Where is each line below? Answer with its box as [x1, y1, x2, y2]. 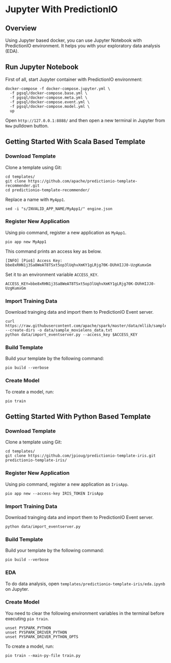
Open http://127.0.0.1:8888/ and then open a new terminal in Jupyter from [5, 117, 165, 123]
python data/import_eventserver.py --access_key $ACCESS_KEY [5, 332, 138, 338]
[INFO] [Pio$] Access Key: [5, 258, 63, 263]
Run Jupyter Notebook [5, 63, 79, 72]
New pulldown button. [5, 123, 49, 129]
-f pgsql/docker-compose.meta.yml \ [10, 95, 88, 100]
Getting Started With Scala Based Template [5, 137, 146, 146]
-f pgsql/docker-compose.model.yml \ [10, 104, 90, 109]
